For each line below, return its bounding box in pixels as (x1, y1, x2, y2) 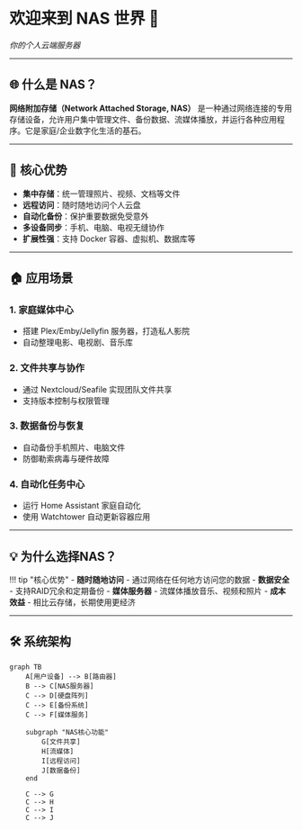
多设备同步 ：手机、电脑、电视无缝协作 (22, 221, 164, 232)
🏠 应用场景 (9, 270, 74, 285)
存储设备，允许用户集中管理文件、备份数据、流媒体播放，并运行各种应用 (9, 113, 277, 124)
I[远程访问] (41, 756, 81, 765)
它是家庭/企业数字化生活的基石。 (24, 125, 147, 136)
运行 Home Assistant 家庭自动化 (22, 501, 141, 511)
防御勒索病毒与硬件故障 (22, 453, 110, 464)
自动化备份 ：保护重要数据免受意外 (22, 211, 149, 221)
